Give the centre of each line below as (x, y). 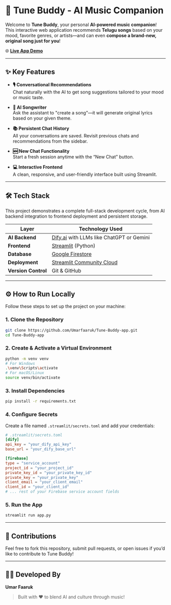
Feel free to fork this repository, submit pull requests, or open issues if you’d (85, 548)
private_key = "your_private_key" (42, 477)
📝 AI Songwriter (30, 107)
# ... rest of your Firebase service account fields (62, 492)
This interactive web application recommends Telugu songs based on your (84, 30)
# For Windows (20, 363)
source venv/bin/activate (33, 378)
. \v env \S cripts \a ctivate (32, 368)
